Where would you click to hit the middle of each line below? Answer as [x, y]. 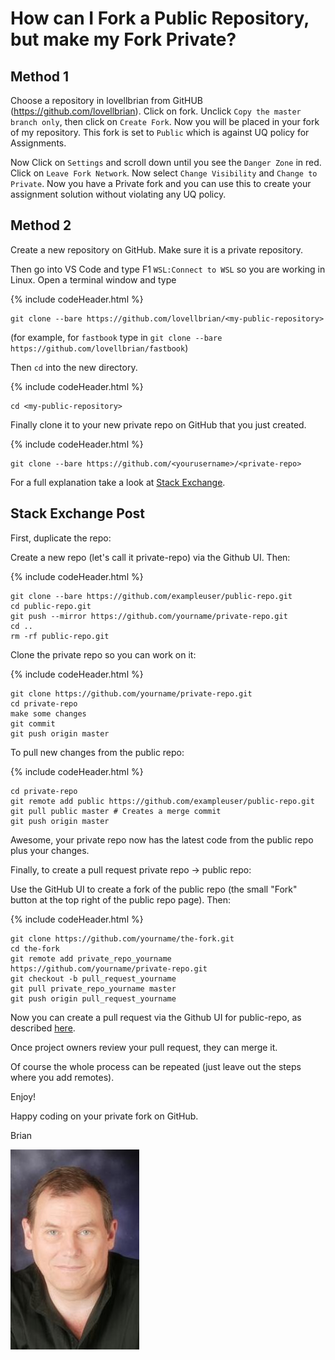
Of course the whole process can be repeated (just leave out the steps [156, 1066]
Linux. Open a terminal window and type [93, 279]
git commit [33, 723]
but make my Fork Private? [123, 39]
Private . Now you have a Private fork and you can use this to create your [161, 183]
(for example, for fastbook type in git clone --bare [116, 337]
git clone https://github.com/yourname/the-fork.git [122, 938]
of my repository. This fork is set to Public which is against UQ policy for [160, 132]
